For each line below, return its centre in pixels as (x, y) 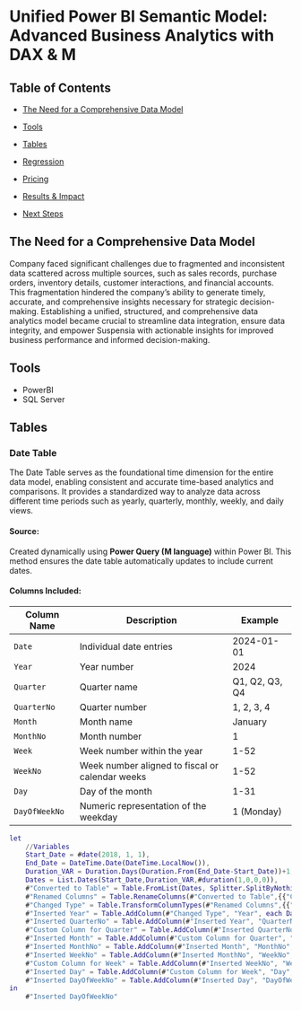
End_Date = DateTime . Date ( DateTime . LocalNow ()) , (118, 864)
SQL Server (43, 399)
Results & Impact (53, 196)
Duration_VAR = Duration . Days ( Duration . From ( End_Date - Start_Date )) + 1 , (160, 872)
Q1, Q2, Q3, (258, 681)
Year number (107, 666)
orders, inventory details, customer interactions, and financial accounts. (142, 282)
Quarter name (108, 687)
